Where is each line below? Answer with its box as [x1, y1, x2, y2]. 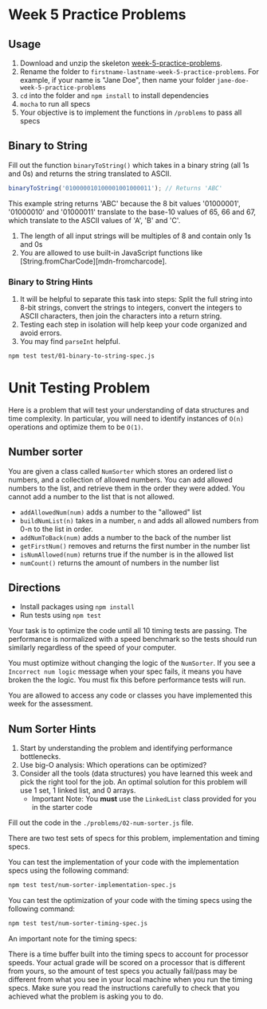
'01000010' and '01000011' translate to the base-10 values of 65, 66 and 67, [8, 207, 257, 217]
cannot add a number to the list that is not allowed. [8, 491, 175, 501]
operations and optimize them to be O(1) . [8, 422, 143, 432]
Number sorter [8, 445, 84, 459]
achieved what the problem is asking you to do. [8, 991, 163, 1001]
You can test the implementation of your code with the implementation [8, 858, 239, 867]
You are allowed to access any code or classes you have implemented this [8, 690, 253, 700]
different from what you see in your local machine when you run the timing [8, 974, 253, 984]
